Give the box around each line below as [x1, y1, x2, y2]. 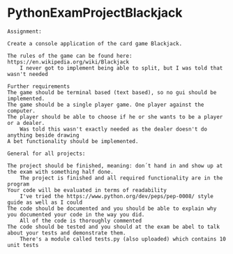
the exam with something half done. [7, 168, 114, 175]
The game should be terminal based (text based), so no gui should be [7, 89, 217, 96]
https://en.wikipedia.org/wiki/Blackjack [7, 58, 130, 66]
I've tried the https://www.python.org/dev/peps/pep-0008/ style [20, 193, 214, 200]
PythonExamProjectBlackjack [7, 5, 183, 21]
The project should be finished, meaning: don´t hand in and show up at [7, 162, 223, 169]
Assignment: [7, 28, 42, 35]
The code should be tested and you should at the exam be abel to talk [7, 223, 220, 230]
